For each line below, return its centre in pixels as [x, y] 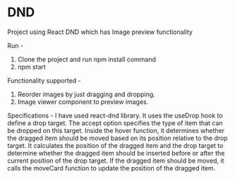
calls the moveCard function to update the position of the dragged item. [112, 168]
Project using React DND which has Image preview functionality [100, 32]
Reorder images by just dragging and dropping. [86, 94]
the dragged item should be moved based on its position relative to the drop [117, 138]
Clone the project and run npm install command [87, 59]
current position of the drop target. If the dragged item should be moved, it [116, 161]
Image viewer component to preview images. [83, 102]
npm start [31, 67]
